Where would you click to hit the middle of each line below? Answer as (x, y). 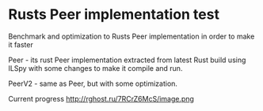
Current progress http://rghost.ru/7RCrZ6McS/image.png (101, 98)
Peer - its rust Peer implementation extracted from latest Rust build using (127, 60)
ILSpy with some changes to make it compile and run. (95, 68)
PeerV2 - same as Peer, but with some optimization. (93, 83)
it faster (21, 44)
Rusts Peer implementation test (114, 15)
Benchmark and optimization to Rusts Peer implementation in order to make (131, 36)
